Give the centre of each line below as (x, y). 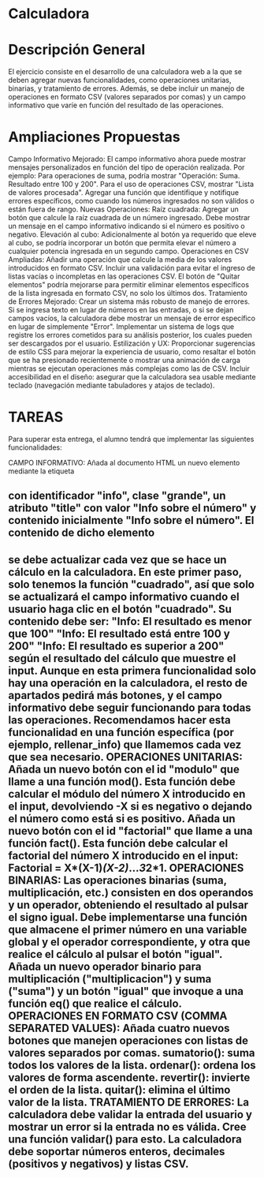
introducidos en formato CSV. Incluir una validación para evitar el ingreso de (132, 268)
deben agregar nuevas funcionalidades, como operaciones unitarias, (120, 80)
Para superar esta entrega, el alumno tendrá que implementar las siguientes (131, 439)
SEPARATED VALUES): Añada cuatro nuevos (119, 1028)
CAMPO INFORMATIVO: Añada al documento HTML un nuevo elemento (124, 463)
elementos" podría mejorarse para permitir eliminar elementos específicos (129, 285)
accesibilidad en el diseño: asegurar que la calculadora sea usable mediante (132, 377)
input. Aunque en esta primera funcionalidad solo (132, 670)
